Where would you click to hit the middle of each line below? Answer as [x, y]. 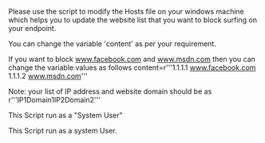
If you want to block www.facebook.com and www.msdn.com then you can [132, 59]
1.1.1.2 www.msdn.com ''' [48, 76]
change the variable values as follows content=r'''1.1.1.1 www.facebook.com [132, 68]
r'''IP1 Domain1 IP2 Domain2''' [55, 100]
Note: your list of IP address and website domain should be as [110, 91]
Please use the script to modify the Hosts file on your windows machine [127, 12]
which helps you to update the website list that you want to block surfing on [133, 20]
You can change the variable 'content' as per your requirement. [113, 44]
